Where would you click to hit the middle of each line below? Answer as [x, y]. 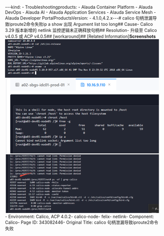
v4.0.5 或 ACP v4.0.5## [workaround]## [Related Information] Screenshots [81, 36]
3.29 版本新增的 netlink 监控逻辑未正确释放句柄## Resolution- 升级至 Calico [81, 30]
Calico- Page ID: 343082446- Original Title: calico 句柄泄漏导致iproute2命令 [82, 222]
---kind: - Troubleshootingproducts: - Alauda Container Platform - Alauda [79, 7]
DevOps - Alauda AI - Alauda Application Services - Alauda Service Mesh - [81, 12]
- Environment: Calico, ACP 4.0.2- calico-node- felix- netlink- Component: [80, 216]
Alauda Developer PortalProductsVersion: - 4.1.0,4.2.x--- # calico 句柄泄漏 [79, 18]
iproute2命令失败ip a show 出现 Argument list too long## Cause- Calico [81, 24]
